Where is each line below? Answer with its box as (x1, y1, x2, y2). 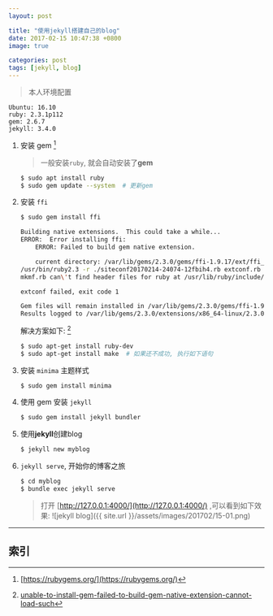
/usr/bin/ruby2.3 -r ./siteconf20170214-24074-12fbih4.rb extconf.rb (19, 265, 262, 273)
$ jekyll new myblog (19, 445, 90, 453)
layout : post (8, 11, 53, 20)
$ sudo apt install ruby (19, 174, 105, 182)
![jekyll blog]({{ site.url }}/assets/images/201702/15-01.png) (51, 510, 251, 520)
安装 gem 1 (19, 139, 57, 150)
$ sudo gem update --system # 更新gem (19, 181, 153, 189)
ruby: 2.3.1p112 (8, 111, 63, 119)
